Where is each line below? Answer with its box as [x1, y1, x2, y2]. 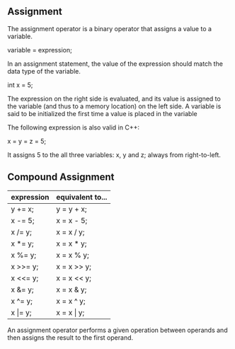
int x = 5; [7, 81, 33, 89]
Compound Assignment [7, 171, 115, 183]
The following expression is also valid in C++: [7, 123, 140, 132]
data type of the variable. [7, 67, 81, 75]
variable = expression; [7, 45, 72, 54]
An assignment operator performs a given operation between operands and [7, 326, 228, 334]
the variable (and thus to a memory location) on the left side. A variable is [7, 102, 222, 110]
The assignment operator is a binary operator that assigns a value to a [7, 24, 212, 33]
